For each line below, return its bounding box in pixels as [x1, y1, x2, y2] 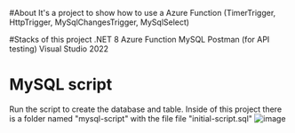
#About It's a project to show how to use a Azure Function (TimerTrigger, [9, 8, 276, 18]
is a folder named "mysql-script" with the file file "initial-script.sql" [9, 113, 253, 123]
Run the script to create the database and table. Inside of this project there [9, 104, 283, 114]
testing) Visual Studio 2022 [9, 43, 109, 54]
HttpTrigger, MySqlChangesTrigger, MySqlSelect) [9, 17, 189, 27]
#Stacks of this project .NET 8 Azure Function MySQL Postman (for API [9, 35, 270, 44]
